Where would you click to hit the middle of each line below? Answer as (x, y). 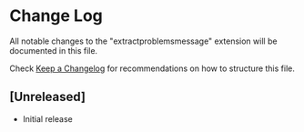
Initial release (47, 118)
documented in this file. (54, 50)
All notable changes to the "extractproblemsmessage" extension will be (143, 41)
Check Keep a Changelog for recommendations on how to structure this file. (152, 68)
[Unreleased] (48, 97)
